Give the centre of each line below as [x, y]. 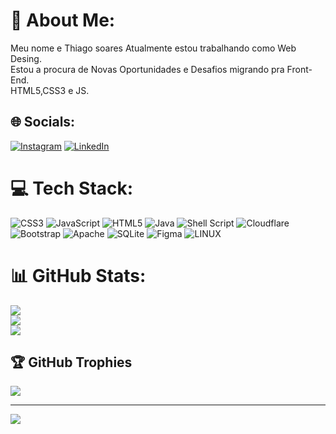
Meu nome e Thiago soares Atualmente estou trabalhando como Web [153, 48]
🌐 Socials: [43, 122]
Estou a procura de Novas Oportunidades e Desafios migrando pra [147, 69]
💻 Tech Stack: [72, 188]
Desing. [26, 58]
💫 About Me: [63, 20]
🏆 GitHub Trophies [71, 362]
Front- [299, 69]
